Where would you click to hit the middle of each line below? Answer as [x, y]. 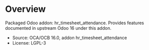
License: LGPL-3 [29, 43]
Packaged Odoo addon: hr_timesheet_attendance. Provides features [75, 23]
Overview [25, 9]
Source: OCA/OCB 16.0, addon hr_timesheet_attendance [70, 38]
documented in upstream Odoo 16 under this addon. [58, 28]
